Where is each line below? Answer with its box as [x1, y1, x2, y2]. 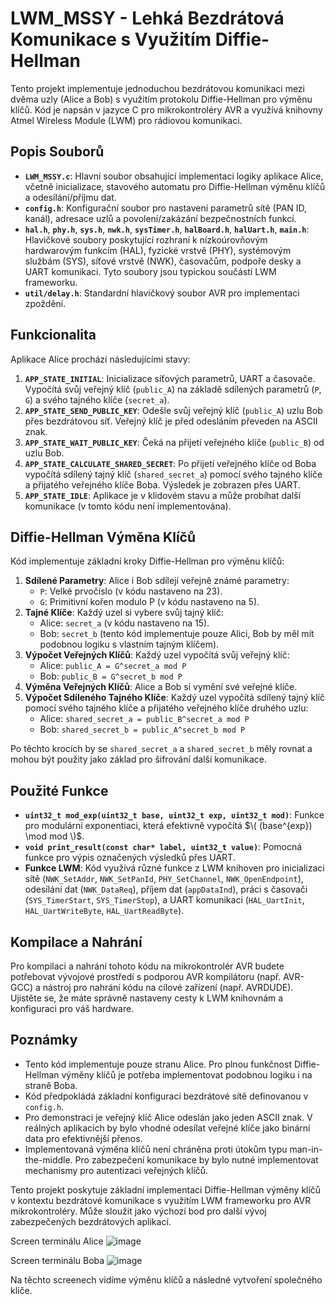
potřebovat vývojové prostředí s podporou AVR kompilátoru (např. [10, 971, 282, 982]
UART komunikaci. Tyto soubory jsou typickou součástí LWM [24, 265, 277, 277]
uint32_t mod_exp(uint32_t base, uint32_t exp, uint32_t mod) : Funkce [24, 809, 325, 821]
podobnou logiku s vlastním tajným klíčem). [39, 638, 220, 651]
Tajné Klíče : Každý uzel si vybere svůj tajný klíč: [24, 607, 224, 619]
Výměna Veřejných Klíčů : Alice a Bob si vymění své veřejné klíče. [24, 681, 298, 693]
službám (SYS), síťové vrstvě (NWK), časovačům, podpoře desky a [24, 255, 302, 267]
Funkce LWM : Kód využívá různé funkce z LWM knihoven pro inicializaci [24, 862, 325, 874]
